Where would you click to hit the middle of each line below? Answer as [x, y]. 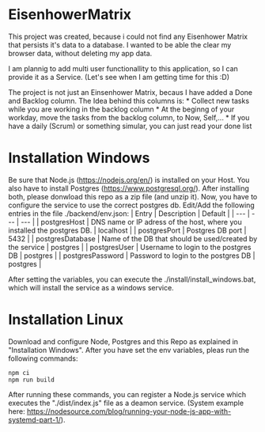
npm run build [32, 380]
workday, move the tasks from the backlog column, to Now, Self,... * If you [129, 117]
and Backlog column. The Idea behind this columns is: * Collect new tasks [129, 100]
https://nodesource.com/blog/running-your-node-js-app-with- [129, 411]
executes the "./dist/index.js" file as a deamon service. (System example [126, 403]
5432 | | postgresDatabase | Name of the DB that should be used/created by [133, 238]
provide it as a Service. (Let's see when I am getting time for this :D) [119, 77]
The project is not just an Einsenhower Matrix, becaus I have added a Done [131, 92]
